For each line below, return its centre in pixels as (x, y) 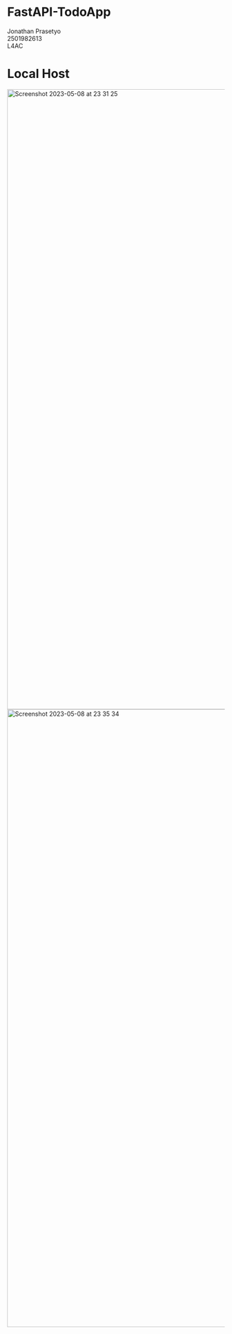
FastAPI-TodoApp (59, 12)
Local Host (39, 74)
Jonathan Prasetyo (34, 31)
